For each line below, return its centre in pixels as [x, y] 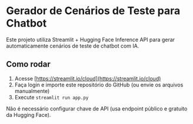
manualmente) [32, 91]
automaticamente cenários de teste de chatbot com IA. [73, 46]
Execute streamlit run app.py [51, 97]
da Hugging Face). [29, 115]
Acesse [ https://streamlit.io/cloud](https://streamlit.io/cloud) [88, 78]
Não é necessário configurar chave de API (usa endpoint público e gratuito [97, 108]
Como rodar [29, 64]
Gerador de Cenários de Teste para [93, 11]
